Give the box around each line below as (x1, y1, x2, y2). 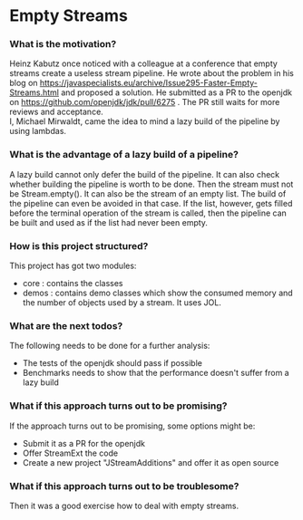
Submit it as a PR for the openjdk (22, 438, 145, 448)
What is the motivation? (9, 38, 117, 51)
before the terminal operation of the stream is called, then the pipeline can (9, 207, 288, 218)
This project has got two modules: (9, 260, 137, 272)
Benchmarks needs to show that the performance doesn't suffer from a (22, 368, 289, 379)
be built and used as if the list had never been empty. (9, 217, 209, 227)
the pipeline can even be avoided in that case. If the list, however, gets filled (9, 197, 293, 208)
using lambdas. (9, 126, 66, 137)
